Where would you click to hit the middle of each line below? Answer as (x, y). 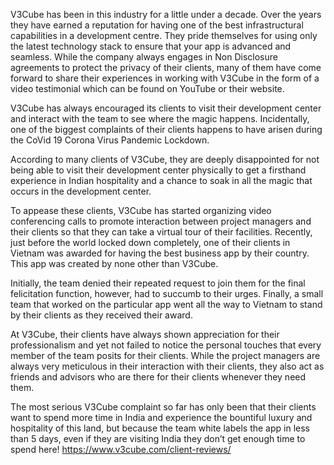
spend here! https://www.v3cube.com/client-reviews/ (121, 449)
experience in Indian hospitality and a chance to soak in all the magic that (161, 180)
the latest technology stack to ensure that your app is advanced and (151, 46)
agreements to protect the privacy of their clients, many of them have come (166, 67)
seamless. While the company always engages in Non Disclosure (144, 57)
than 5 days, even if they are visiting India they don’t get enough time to (158, 438)
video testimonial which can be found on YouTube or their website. (147, 88)
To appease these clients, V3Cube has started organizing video (141, 210)
